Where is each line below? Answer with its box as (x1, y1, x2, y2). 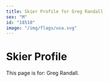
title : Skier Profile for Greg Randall (6, 8, 104, 15)
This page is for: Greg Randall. (6, 70, 79, 77)
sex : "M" (6, 14, 28, 20)
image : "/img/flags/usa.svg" (6, 25, 77, 31)
